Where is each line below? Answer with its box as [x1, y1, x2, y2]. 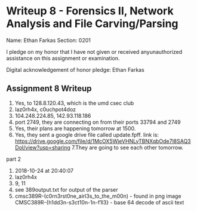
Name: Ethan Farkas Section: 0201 [6, 36, 91, 44]
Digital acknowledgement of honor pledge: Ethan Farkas [6, 66, 144, 73]
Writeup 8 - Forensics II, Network [6, 4, 174, 18]
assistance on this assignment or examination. [6, 54, 120, 62]
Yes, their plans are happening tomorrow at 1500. [14, 124, 136, 132]
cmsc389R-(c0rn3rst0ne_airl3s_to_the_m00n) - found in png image [14, 192, 181, 200]
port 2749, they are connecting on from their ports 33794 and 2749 [14, 118, 181, 126]
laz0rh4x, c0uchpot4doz [14, 106, 76, 113]
